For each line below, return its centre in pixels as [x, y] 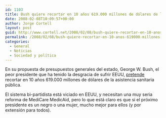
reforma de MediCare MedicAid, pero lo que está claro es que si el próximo [82, 100]
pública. [13, 85]
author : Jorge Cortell [28, 23]
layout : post [19, 28]
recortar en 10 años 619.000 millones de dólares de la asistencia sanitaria [80, 80]
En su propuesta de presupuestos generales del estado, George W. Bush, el [82, 69]
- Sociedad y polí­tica [33, 55]
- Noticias [21, 51]
